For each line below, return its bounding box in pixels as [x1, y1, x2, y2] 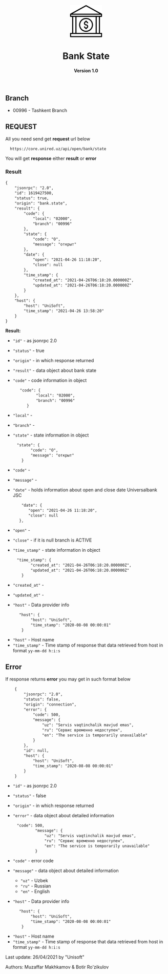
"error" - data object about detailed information [12, 813, 114, 819]
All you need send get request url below [5, 136, 91, 142]
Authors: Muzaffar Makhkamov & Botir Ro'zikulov [5, 964, 109, 970]
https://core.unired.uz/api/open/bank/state [10, 147, 107, 152]
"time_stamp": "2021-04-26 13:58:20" [24, 308, 104, 314]
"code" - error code [12, 858, 54, 864]
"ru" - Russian [20, 883, 51, 889]
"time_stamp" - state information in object [12, 547, 101, 553]
